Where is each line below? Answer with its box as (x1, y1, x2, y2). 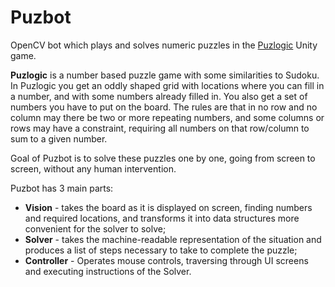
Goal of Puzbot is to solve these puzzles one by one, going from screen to (10, 152, 316, 164)
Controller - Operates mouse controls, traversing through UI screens (24, 254, 309, 266)
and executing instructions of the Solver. (24, 265, 192, 277)
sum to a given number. (10, 132, 108, 145)
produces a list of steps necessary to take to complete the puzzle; (24, 244, 298, 256)
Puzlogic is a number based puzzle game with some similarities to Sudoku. (10, 69, 320, 81)
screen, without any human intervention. (10, 162, 177, 175)
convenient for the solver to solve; (24, 222, 167, 235)
